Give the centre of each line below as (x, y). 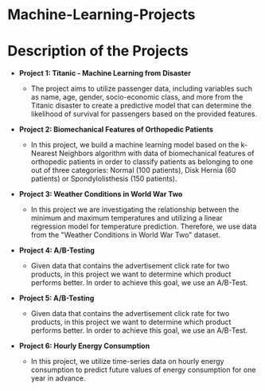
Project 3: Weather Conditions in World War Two (101, 194)
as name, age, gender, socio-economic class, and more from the (137, 97)
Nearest (44, 154)
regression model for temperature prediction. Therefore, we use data (144, 227)
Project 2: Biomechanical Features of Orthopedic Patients (116, 130)
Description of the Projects (98, 51)
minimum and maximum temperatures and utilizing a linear (127, 218)
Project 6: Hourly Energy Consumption (84, 346)
